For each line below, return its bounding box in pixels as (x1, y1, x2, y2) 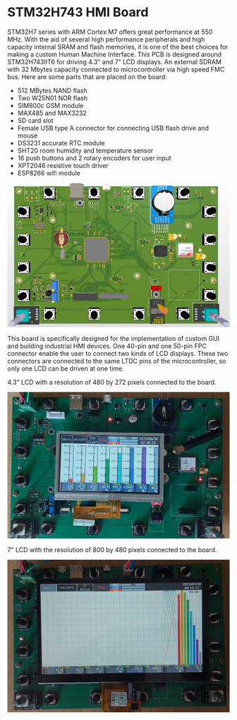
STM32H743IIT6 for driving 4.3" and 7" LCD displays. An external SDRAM (7, 57, 222, 66)
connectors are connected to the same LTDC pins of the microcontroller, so (7, 356, 226, 365)
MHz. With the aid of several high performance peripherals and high (7, 35, 205, 43)
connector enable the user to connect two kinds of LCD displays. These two (7, 349, 229, 357)
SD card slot (17, 116, 54, 124)
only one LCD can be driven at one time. (7, 364, 125, 373)
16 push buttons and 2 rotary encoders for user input (17, 153, 171, 162)
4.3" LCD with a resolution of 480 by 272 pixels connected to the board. (7, 378, 217, 386)
